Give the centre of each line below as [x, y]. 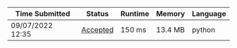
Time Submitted [43, 14]
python [203, 30]
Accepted [98, 30]
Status [98, 14]
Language [209, 14]
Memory [171, 14]
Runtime [135, 14]
